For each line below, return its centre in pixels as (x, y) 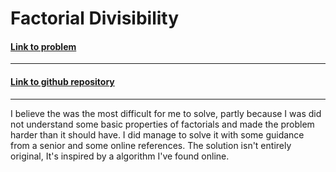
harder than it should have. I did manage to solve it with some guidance (157, 134)
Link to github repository (62, 81)
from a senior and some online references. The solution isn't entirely (151, 145)
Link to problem (43, 46)
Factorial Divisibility (95, 18)
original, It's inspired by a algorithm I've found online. (120, 156)
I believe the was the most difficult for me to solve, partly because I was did (166, 113)
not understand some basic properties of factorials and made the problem (162, 124)
